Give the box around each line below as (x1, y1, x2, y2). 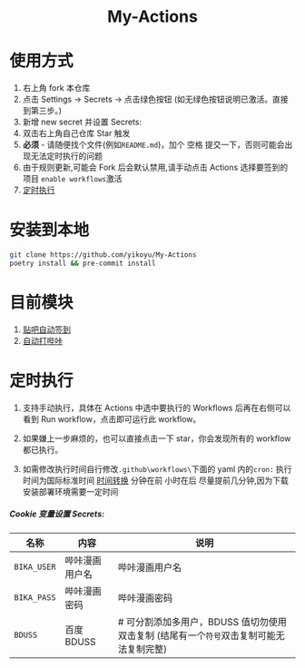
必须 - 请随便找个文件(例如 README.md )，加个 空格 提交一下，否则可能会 (22, 139, 285, 151)
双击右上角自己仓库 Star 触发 (22, 128, 131, 139)
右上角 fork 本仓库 (22, 83, 91, 93)
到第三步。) (22, 105, 62, 116)
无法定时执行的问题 (30, 151, 103, 162)
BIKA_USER (14, 561, 56, 572)
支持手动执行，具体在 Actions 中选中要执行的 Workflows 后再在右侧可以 (22, 402, 291, 413)
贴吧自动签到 (22, 324, 71, 335)
